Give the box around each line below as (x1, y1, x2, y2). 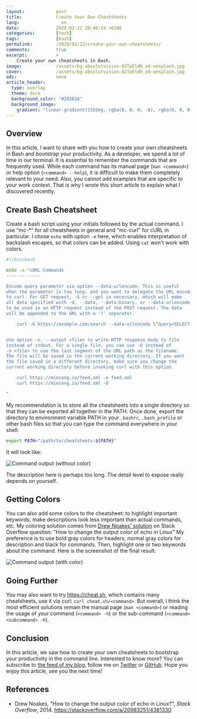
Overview (6, 129, 43, 139)
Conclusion (6, 633, 49, 643)
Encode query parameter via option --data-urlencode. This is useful (6, 283, 180, 289)
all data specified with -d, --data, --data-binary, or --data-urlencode (6, 300, 191, 306)
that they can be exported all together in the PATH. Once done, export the (6, 407, 184, 414)
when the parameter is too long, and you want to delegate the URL (6, 289, 175, 295)
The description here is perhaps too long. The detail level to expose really (6, 471, 184, 478)
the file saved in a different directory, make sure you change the (6, 359, 177, 364)
